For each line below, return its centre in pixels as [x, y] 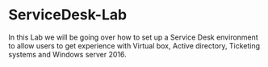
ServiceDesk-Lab [68, 15]
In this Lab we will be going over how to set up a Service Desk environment [133, 37]
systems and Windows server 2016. [67, 54]
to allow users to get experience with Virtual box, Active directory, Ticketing [134, 45]
